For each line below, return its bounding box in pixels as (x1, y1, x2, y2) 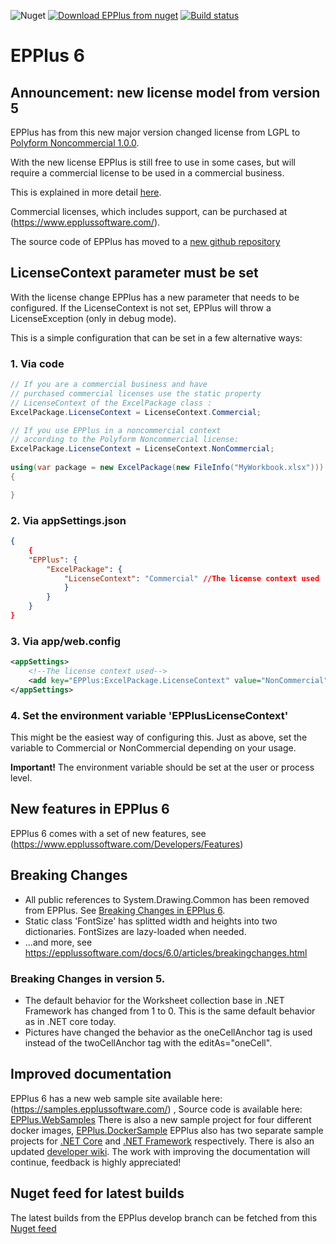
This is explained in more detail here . (10, 186, 162, 198)
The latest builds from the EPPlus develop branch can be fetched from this (10, 1211, 318, 1224)
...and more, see (24, 936, 93, 948)
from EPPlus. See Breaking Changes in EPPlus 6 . (24, 904, 226, 916)
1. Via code (10, 356, 65, 370)
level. (10, 772, 33, 784)
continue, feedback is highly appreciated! (10, 1156, 182, 1168)
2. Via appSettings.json (10, 513, 127, 527)
